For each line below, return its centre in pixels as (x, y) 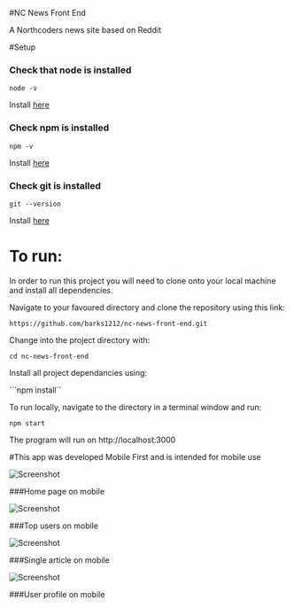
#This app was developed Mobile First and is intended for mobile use (135, 456)
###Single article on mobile (59, 560)
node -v (23, 89)
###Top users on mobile (54, 526)
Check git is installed (55, 185)
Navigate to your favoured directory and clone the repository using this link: (147, 307)
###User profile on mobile (57, 594)
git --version (35, 204)
